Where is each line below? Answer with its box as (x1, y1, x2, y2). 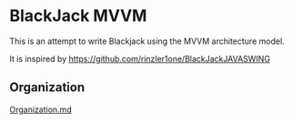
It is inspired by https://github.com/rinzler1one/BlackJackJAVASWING (9, 53, 271, 64)
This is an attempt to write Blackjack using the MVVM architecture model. (9, 36, 285, 46)
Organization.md (9, 104, 72, 115)
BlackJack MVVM (9, 5, 147, 26)
